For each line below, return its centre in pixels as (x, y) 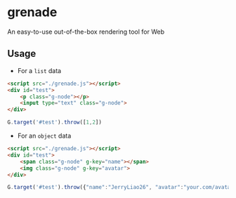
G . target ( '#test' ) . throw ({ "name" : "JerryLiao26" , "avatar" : (96, 187)
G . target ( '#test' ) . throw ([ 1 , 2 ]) (54, 123)
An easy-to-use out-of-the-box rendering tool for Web (86, 32)
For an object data (44, 136)
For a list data (39, 70)
